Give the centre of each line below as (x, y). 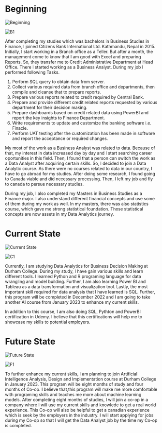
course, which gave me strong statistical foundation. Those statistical (74, 209)
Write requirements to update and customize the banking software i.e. (81, 123)
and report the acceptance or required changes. (60, 138)
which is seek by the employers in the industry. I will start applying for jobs (79, 415)
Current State (33, 234)
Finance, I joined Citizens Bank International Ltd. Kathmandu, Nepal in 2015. (80, 46)
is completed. (19, 425)
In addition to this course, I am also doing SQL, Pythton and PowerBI (73, 312)
